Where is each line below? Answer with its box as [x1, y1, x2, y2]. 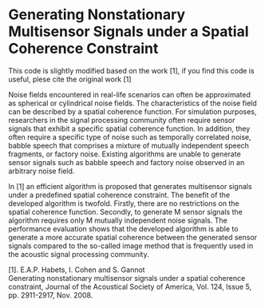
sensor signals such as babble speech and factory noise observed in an [8, 157, 245, 167]
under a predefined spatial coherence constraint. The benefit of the [8, 190, 231, 199]
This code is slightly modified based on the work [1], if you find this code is [8, 65, 255, 75]
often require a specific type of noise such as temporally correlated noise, [8, 132, 251, 141]
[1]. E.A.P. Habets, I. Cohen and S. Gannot [8, 265, 145, 274]
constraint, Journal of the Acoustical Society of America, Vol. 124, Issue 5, [8, 282, 252, 291]
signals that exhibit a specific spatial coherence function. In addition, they [8, 124, 251, 133]
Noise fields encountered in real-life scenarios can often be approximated [8, 89, 251, 99]
